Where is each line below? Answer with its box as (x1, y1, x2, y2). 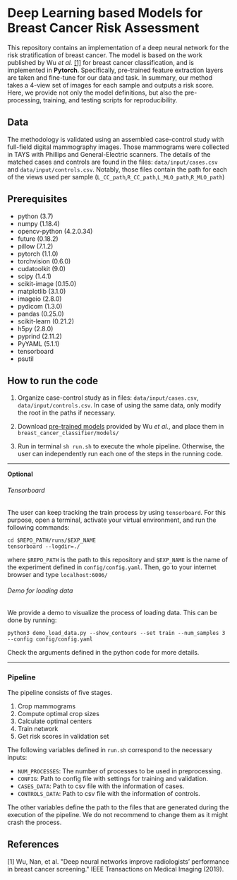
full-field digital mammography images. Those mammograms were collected (7, 143, 229, 151)
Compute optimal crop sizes (17, 710, 100, 718)
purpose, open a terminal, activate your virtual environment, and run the (7, 516, 217, 524)
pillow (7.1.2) (17, 242, 54, 250)
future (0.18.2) (17, 234, 59, 243)
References (7, 838, 59, 850)
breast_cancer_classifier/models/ (17, 429, 119, 437)
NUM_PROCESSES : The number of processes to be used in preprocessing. (17, 767, 223, 775)
